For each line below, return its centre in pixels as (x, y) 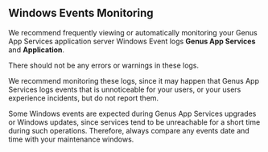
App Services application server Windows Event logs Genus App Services (132, 41)
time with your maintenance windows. (71, 139)
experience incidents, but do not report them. (84, 98)
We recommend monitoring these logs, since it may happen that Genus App (134, 80)
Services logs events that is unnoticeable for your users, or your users (125, 89)
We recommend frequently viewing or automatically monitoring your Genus (133, 32)
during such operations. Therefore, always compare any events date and (129, 130)
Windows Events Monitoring (81, 13)
